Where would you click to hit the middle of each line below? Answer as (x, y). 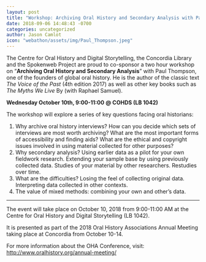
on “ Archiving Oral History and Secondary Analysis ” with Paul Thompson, (101, 71)
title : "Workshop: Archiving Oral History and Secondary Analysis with (100, 18)
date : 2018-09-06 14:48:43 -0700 (49, 23)
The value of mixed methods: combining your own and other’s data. (101, 191)
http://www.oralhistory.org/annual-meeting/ (61, 252)
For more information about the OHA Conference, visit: (75, 246)
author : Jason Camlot (34, 35)
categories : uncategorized (41, 29)
